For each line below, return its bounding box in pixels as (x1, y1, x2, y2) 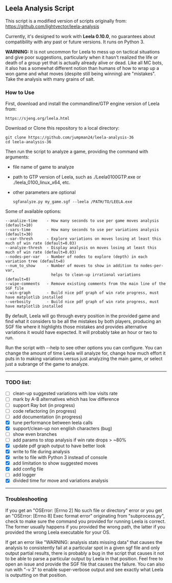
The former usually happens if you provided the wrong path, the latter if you (5, 523, 165, 529)
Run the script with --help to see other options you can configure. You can (5, 345, 162, 351)
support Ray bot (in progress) (12, 402, 75, 408)
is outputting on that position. (5, 572, 68, 578)
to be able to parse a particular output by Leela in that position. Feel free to (5, 555, 163, 561)
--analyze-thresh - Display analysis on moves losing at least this (5, 245, 157, 251)
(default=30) (5, 232, 33, 237)
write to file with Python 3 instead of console (12, 454, 107, 461)
